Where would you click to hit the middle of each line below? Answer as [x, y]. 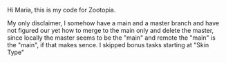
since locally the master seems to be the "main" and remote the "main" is [111, 38]
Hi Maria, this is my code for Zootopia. [62, 10]
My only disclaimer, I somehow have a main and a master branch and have [113, 23]
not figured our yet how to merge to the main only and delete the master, [111, 30]
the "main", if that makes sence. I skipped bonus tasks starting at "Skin [108, 45]
